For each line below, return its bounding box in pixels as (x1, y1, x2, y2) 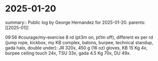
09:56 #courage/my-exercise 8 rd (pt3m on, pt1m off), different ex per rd (5, 34, 153, 40)
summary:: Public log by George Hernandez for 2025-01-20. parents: (5, 19, 146, 25)
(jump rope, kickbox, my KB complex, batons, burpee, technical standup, (5, 39, 154, 45)
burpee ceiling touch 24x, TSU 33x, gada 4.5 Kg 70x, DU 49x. (5, 50, 131, 56)
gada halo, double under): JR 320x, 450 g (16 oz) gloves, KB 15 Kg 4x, (5, 45, 148, 51)
